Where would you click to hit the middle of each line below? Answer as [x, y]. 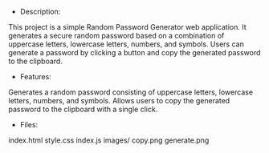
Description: [40, 12]
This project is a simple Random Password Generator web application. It [127, 27]
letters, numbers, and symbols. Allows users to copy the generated [119, 101]
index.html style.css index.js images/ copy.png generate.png [109, 140]
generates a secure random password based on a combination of [116, 36]
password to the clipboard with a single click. [83, 109]
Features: [36, 76]
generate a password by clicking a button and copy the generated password [134, 52]
